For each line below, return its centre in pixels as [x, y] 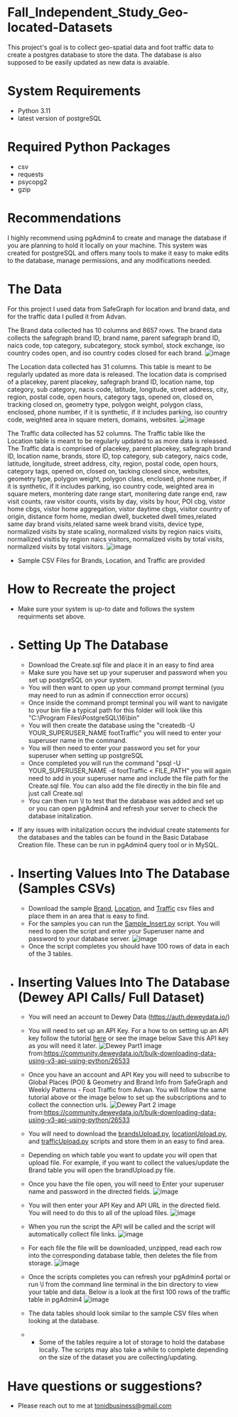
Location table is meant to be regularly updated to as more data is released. [118, 441]
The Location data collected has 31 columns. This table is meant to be [109, 366]
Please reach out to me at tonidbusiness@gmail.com [94, 1406]
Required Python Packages [89, 147]
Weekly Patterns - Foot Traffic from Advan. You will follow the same [127, 1090]
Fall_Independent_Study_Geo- [98, 12]
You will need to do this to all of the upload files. [98, 1213]
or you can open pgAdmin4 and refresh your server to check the [123, 808]
